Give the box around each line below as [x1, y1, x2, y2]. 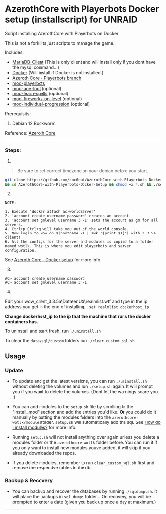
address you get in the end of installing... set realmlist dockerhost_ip [5, 303, 149, 310]
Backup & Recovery [5, 477, 53, 484]
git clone [5, 177, 26, 183]
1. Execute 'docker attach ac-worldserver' [5, 209, 96, 214]
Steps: [5, 147, 21, 154]
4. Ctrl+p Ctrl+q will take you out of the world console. [5, 226, 129, 231]
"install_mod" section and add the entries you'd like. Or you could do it [12, 409, 157, 415]
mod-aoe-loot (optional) [12, 85, 62, 91]
